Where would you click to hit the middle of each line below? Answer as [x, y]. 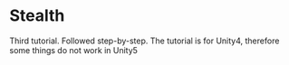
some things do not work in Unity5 [74, 50]
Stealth [37, 16]
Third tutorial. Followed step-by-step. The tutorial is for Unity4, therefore [144, 41]
